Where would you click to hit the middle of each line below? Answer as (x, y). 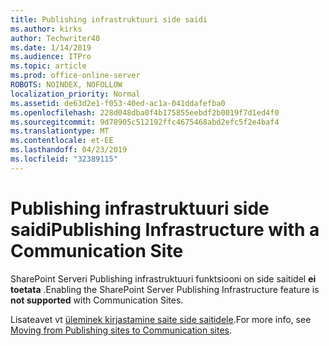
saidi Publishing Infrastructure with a (165, 229)
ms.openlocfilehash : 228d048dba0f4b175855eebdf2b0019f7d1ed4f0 (145, 112)
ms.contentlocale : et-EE (62, 141)
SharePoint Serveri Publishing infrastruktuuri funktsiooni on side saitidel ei (163, 278)
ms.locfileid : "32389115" (64, 159)
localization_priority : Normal (75, 94)
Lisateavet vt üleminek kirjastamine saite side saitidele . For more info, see (161, 319)
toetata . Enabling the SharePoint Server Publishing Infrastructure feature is (165, 289)
